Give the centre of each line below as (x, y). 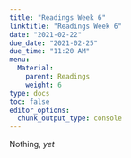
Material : (35, 69)
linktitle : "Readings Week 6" (66, 26)
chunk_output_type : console (70, 118)
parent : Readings (58, 77)
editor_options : (39, 110)
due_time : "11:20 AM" (50, 51)
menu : (19, 60)
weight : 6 (44, 85)
